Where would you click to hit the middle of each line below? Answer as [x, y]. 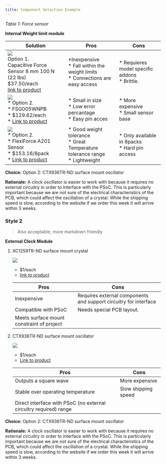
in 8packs [130, 141]
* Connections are [90, 78]
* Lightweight [84, 160]
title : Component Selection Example [43, 10]
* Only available [138, 135]
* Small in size [85, 100]
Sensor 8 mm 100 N [31, 71]
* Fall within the [87, 66]
